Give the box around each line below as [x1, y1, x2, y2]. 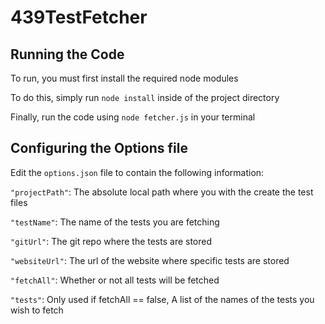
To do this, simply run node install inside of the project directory [10, 92, 280, 103]
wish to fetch [10, 304, 64, 316]
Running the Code [10, 46, 125, 63]
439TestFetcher [10, 6, 148, 29]
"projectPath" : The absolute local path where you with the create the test [10, 186, 314, 198]
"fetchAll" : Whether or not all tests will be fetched [10, 274, 220, 286]
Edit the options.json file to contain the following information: [10, 166, 265, 178]
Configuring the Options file [10, 140, 188, 157]
